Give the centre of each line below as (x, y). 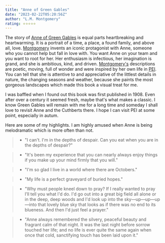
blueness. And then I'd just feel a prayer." (66, 210)
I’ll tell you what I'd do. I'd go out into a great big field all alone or (90, 194)
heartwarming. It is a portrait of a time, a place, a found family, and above (80, 43)
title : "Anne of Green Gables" (37, 10)
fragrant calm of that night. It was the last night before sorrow (87, 225)
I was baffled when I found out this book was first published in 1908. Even (80, 95)
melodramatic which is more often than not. (49, 130)
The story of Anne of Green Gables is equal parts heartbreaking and (74, 38)
